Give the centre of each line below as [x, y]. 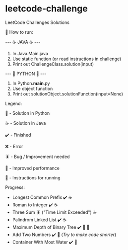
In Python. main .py [31, 83]
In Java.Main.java [30, 53]
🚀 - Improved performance [32, 168]
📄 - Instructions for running [33, 177]
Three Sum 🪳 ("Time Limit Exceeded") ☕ [54, 212]
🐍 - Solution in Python [28, 113]
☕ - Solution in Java [26, 123]
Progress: [15, 187]
